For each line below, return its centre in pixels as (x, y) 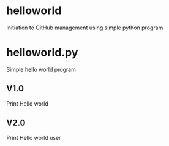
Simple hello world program (41, 69)
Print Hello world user (34, 137)
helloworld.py (42, 52)
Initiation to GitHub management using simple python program (85, 28)
